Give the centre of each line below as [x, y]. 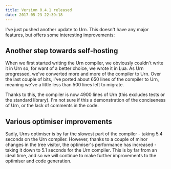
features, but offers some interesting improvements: [60, 35]
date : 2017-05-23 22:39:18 [34, 15]
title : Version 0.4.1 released [39, 10]
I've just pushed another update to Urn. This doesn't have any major [77, 29]
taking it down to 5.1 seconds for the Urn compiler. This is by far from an [81, 150]
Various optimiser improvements [59, 121]
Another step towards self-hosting [62, 51]
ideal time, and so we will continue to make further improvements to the [81, 156]
